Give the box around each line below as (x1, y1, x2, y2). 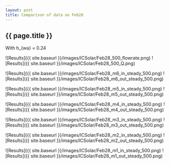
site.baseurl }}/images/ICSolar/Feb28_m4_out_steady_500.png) (30, 106, 164, 113)
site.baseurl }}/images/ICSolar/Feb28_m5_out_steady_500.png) (30, 91, 164, 98)
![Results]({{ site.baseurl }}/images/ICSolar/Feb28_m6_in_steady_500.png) (5, 70, 162, 77)
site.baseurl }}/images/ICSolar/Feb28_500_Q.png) (30, 60, 136, 67)
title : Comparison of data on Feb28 (5, 12, 83, 17)
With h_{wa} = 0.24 (5, 45, 46, 51)
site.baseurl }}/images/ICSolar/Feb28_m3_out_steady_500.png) (30, 122, 164, 129)
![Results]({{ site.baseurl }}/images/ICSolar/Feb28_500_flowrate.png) (5, 55, 151, 61)
